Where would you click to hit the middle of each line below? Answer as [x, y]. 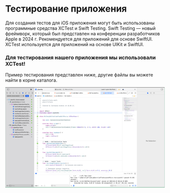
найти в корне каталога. [31, 80]
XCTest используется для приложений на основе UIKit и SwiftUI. [75, 44]
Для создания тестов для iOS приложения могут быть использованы [80, 23]
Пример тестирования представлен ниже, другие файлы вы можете [79, 75]
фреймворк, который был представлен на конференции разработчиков [83, 33]
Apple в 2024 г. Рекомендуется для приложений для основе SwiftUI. [79, 39]
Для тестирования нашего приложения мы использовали [80, 57]
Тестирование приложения [66, 9]
